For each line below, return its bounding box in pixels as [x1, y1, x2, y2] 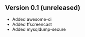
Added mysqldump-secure [12, 26, 66, 32]
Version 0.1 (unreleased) [5, 4, 81, 12]
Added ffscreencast [12, 21, 52, 27]
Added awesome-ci [12, 16, 52, 22]
